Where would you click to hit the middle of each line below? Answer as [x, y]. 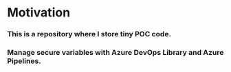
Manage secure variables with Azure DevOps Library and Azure [115, 53]
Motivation [39, 13]
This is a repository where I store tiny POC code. [89, 34]
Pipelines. [24, 61]
